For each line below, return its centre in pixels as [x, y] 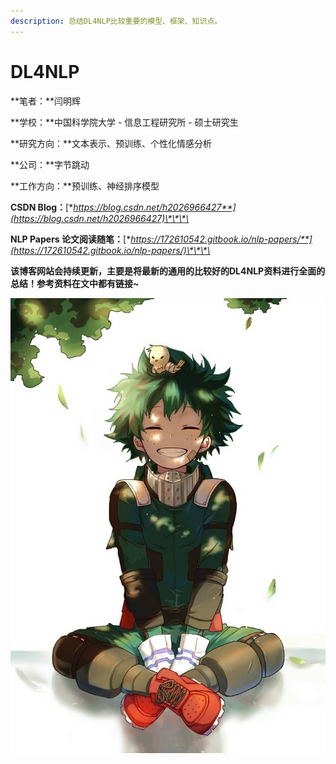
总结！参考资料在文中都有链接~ [75, 283]
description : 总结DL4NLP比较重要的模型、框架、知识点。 [116, 21]
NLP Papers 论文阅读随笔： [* [71, 239]
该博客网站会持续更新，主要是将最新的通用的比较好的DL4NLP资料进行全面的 [168, 271]
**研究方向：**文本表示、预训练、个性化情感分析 [111, 143]
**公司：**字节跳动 [50, 164]
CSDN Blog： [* [42, 207]
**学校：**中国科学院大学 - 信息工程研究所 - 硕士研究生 [124, 122]
